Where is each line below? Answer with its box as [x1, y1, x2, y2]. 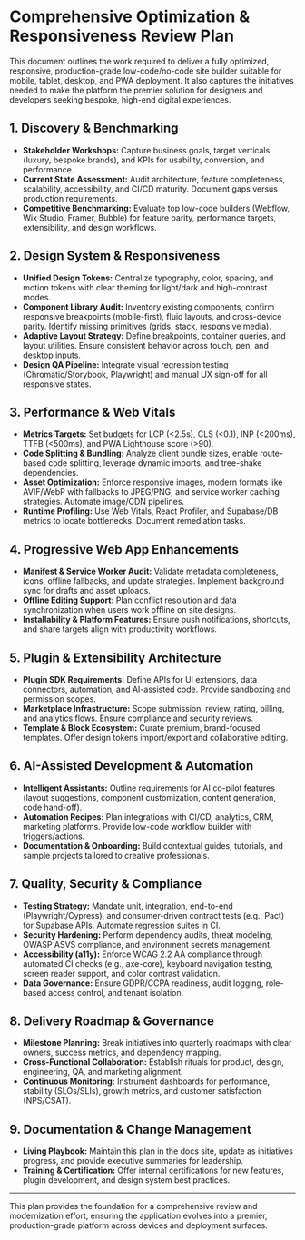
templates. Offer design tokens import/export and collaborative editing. [22, 733, 289, 743]
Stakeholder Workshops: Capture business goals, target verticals [22, 144, 271, 155]
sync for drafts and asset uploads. [22, 586, 152, 596]
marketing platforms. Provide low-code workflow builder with [22, 821, 252, 832]
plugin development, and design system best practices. [22, 1175, 231, 1186]
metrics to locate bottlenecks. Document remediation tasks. [22, 516, 247, 527]
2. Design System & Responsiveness [9, 248, 221, 264]
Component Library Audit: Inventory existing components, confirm [22, 301, 275, 312]
